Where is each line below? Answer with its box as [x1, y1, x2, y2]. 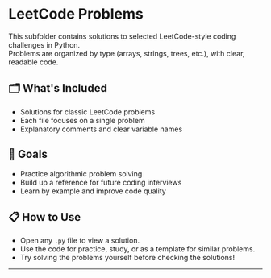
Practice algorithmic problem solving [19, 168, 143, 178]
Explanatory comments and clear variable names [19, 124, 183, 134]
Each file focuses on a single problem [19, 115, 145, 125]
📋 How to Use [8, 210, 81, 224]
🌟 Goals [8, 147, 48, 161]
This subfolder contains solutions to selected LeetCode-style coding [8, 31, 236, 41]
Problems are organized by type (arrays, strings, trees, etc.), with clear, [8, 48, 245, 58]
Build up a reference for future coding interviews [19, 177, 182, 187]
